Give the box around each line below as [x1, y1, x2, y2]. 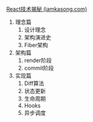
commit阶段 [24, 64, 54, 72]
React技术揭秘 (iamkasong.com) [6, 6, 88, 12]
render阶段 [24, 57, 52, 64]
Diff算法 [24, 80, 44, 87]
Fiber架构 [24, 42, 49, 48]
